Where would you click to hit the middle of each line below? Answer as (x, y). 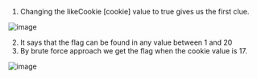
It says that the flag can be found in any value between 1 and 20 (126, 42)
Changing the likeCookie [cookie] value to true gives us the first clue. (135, 12)
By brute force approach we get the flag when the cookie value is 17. (133, 51)
